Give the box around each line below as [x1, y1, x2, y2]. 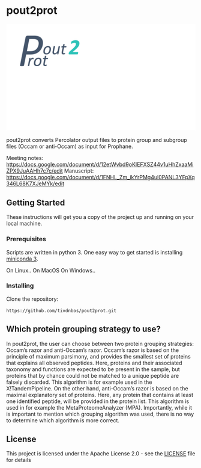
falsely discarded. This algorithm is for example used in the [6, 378, 152, 386]
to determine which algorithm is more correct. [6, 416, 120, 424]
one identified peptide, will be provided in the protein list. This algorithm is [6, 398, 190, 405]
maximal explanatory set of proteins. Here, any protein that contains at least [6, 391, 194, 398]
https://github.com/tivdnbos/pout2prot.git [6, 307, 117, 313]
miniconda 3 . [6, 255, 38, 262]
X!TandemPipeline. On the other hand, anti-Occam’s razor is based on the [6, 384, 188, 392]
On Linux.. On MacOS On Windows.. [6, 266, 96, 274]
